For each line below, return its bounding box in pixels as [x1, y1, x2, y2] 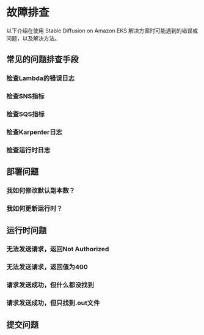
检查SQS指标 [6, 110, 45, 119]
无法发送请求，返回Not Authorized [6, 245, 109, 254]
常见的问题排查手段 [6, 54, 79, 65]
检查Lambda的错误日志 [6, 74, 75, 83]
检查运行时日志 [6, 145, 51, 154]
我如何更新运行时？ [6, 204, 63, 213]
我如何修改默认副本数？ [6, 186, 75, 195]
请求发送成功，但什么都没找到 [6, 281, 95, 289]
